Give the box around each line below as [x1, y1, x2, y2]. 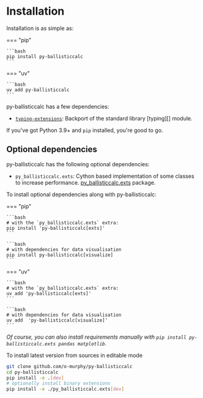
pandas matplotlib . [58, 339, 107, 347]
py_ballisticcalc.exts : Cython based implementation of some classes [15, 172, 194, 180]
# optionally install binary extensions [6, 380, 111, 386]
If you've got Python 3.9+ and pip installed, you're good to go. [6, 127, 163, 134]
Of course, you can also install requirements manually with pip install [6, 333, 186, 341]
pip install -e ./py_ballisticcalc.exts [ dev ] [6, 386, 124, 392]
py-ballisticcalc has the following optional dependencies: [6, 160, 150, 168]
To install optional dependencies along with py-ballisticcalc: [6, 191, 157, 198]
